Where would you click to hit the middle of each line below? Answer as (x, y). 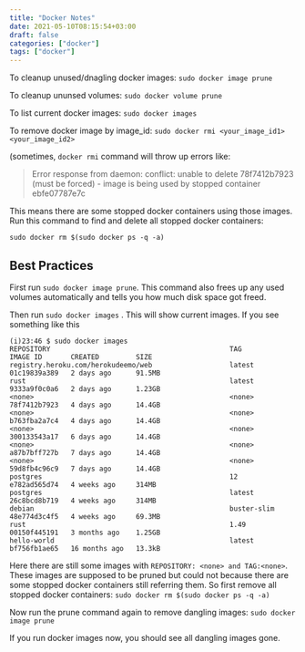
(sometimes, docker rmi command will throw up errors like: (120, 157)
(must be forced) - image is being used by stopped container (146, 184)
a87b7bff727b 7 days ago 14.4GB (85, 452)
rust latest (132, 381)
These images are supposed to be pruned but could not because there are (149, 574)
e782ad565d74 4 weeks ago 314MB (83, 484)
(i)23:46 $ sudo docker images (69, 341)
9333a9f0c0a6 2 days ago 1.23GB (85, 388)
